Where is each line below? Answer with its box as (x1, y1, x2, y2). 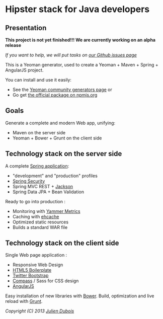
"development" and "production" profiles (12, 173, 98, 179)
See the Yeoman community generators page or (12, 87, 112, 93)
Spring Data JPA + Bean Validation (12, 189, 85, 195)
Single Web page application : (5, 252, 67, 258)
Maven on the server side (12, 129, 66, 135)
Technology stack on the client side (5, 239, 119, 248)
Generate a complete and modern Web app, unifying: (5, 120, 116, 126)
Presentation (5, 24, 47, 32)
